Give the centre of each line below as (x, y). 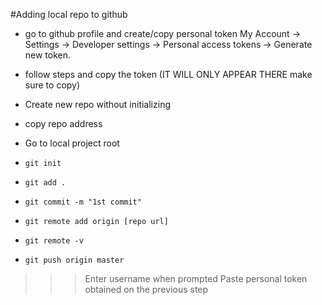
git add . (45, 183)
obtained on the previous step (146, 289)
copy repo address (63, 123)
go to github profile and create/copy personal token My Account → (162, 33)
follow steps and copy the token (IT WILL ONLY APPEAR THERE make (168, 74)
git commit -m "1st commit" (83, 202)
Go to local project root (72, 143)
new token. (48, 55)
